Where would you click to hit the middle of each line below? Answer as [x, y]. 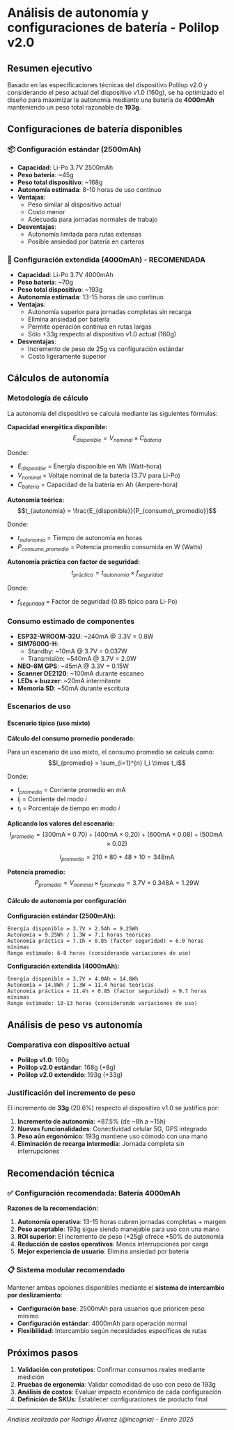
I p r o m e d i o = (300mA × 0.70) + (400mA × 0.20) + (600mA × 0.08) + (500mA [116, 835]
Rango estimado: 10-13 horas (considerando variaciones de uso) [102, 1004]
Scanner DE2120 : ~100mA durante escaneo [80, 673]
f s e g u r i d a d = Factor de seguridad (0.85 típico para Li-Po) [97, 603]
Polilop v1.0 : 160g [43, 1060]
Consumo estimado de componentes [71, 621]
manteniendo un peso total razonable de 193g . [74, 107]
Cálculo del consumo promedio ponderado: [71, 738]
